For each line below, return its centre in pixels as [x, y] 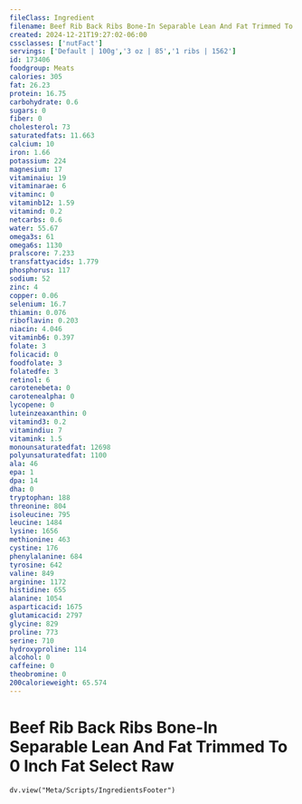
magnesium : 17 [36, 169]
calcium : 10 [32, 144]
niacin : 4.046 [36, 330]
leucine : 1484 [36, 523]
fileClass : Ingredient [52, 18]
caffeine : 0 [32, 666]
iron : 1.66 [30, 152]
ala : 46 [24, 464]
